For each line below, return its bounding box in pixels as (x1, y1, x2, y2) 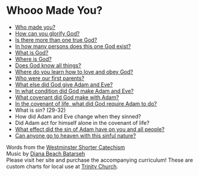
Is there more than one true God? (14, 36, 97, 43)
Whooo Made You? (6, 4, 103, 17)
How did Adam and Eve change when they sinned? (14, 112, 141, 120)
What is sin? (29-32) (14, 106, 66, 114)
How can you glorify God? (14, 29, 80, 37)
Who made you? (14, 23, 56, 31)
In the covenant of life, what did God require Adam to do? (14, 100, 158, 107)
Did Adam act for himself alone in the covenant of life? (14, 119, 150, 126)
